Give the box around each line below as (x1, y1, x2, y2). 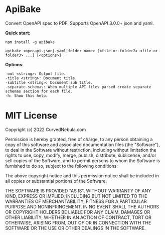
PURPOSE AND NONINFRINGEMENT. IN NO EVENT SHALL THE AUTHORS (5, 203, 159, 209)
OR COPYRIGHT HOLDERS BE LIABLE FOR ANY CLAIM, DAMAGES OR (5, 209, 150, 215)
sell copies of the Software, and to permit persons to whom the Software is (5, 157, 160, 164)
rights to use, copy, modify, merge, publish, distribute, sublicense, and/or (5, 152, 156, 158)
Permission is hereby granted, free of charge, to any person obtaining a (5, 136, 153, 142)
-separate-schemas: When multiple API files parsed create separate (5, 84, 151, 89)
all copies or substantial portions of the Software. (5, 178, 107, 184)
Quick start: (5, 30, 31, 36)
